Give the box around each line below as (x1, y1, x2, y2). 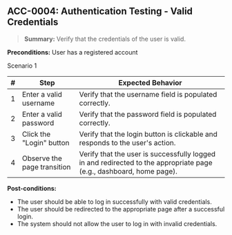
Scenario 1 (7, 62, 37, 70)
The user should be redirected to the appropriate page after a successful (17, 205, 225, 213)
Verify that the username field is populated (79, 89, 217, 99)
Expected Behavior (118, 77, 182, 87)
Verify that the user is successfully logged (79, 149, 216, 158)
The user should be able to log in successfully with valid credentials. (17, 197, 212, 206)
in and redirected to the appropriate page (79, 158, 213, 167)
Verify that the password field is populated (79, 109, 217, 119)
